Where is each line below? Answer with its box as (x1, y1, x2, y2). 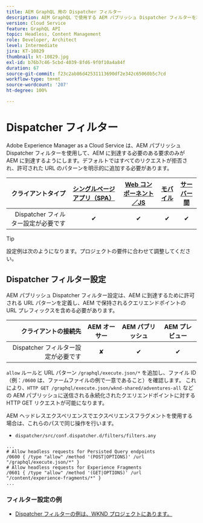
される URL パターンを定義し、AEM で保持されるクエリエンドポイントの (6, 299, 186, 306)
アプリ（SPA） (72, 194, 115, 202)
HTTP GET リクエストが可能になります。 (6, 399, 108, 406)
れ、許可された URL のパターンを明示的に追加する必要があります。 (6, 164, 173, 172)
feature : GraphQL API (6, 25, 61, 32)
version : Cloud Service (6, 20, 66, 26)
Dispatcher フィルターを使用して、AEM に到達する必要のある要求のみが (6, 149, 185, 156)
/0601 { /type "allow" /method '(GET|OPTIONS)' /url (6, 469, 142, 476)
